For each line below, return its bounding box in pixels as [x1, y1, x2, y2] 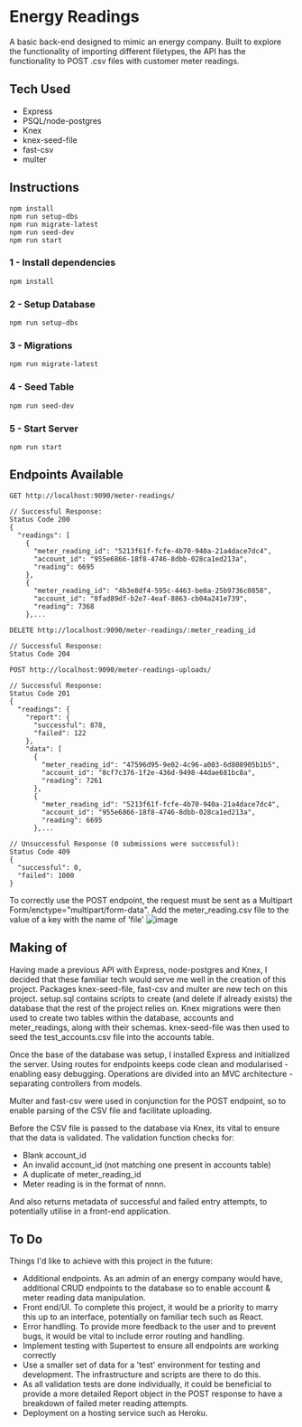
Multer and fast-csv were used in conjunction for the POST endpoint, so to [9, 1095, 287, 1106]
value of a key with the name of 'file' [9, 913, 144, 924]
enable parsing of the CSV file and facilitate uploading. [9, 1105, 213, 1116]
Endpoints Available [9, 468, 124, 483]
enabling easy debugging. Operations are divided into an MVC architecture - [9, 1068, 293, 1079]
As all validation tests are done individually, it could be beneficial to [22, 1379, 272, 1390]
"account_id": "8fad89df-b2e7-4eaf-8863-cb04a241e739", [32, 594, 248, 603]
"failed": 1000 [17, 871, 75, 880]
